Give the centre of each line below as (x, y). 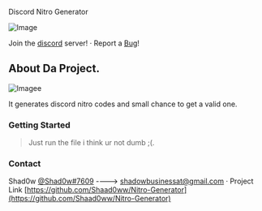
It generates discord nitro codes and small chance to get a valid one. (123, 104)
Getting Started (39, 125)
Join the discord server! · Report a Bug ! (74, 43)
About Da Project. (54, 69)
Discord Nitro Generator (48, 12)
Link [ (18, 190)
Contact (25, 164)
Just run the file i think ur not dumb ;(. (91, 143)
